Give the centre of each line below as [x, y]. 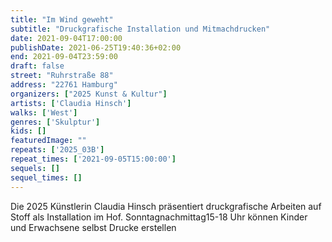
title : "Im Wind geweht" [62, 19]
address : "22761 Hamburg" [64, 85]
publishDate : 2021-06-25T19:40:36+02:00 [96, 47]
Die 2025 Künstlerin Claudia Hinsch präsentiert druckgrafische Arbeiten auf [166, 206]
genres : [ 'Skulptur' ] [55, 122]
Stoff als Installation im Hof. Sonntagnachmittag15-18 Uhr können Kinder [159, 217]
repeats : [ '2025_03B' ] [57, 150]
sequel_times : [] [46, 177]
